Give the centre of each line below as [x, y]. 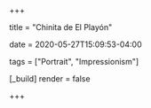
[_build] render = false [50, 79]
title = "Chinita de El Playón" [61, 27]
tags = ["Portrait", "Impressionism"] [74, 62]
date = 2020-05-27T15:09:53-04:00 [75, 44]
